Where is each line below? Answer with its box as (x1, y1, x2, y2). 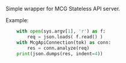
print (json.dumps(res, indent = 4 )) (16, 50, 103, 56)
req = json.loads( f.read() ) (27, 34, 103, 40)
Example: (5, 17, 29, 23)
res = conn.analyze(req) (27, 45, 90, 51)
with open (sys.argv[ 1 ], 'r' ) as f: (16, 28, 106, 34)
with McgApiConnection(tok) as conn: (16, 39, 112, 46)
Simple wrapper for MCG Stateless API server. (5, 5, 121, 12)
